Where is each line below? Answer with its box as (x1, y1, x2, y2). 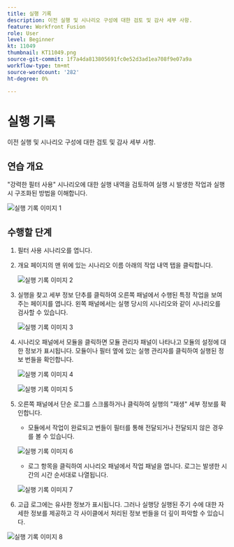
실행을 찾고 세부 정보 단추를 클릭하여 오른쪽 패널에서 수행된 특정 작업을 (17, 291, 210, 299)
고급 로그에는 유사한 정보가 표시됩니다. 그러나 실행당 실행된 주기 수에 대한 (17, 500, 217, 509)
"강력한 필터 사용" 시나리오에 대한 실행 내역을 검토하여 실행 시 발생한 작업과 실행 (7, 180, 226, 189)
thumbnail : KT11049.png (7, 50, 77, 57)
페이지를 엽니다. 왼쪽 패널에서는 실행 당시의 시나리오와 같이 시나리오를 (30, 299, 221, 307)
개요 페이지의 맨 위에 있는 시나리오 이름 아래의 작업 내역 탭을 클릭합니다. (17, 261, 213, 269)
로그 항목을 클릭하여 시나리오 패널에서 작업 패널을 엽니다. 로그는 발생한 (27, 462, 220, 470)
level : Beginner (7, 36, 54, 43)
